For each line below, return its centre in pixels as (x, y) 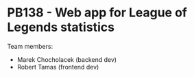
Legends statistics (61, 27)
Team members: (30, 46)
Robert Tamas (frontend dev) (58, 67)
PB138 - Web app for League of (97, 13)
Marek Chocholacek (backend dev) (67, 59)
